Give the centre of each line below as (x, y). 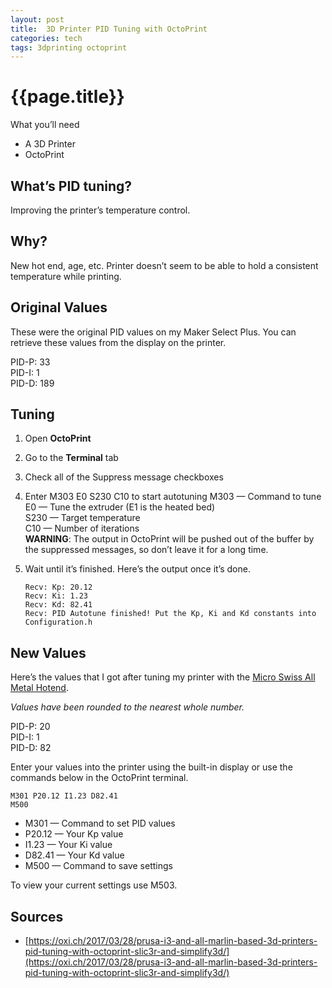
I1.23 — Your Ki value (68, 845)
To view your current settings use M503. (94, 885)
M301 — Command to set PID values (100, 823)
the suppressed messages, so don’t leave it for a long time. (146, 550)
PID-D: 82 (31, 748)
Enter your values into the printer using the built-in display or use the (151, 767)
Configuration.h (58, 622)
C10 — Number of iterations (82, 528)
